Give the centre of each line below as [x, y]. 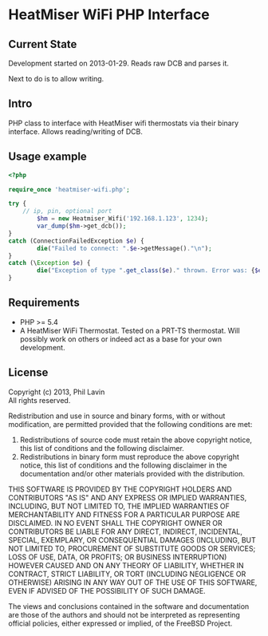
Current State [43, 44]
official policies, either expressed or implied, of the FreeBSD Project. [120, 623]
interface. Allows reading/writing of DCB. [76, 131]
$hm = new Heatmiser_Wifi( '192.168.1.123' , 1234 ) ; [123, 219]
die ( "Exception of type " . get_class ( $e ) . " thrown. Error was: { [146, 271]
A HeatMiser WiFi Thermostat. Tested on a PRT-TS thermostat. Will [130, 330]
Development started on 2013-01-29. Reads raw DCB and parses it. [119, 63]
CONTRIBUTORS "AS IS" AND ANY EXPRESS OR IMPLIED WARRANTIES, [128, 497]
